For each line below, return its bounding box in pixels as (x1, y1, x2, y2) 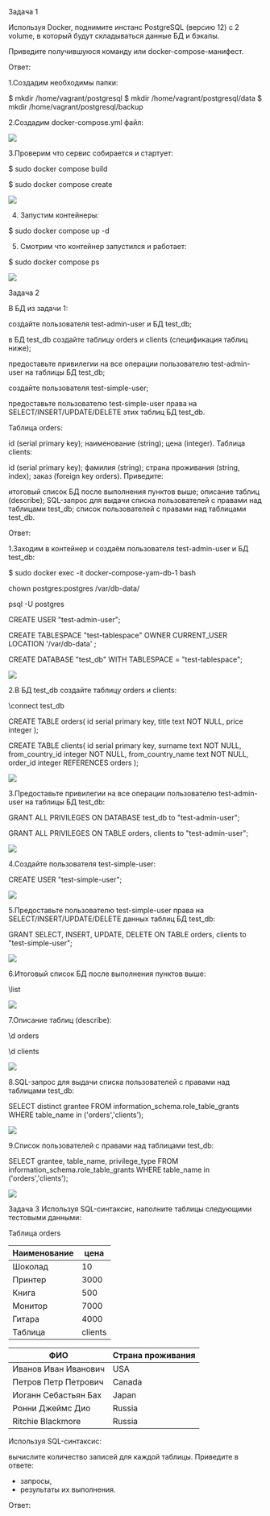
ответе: (8, 1460, 34, 1470)
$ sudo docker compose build (8, 164, 108, 173)
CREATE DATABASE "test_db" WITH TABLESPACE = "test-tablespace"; (8, 654, 243, 664)
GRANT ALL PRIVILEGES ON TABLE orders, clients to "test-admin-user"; (8, 829, 248, 837)
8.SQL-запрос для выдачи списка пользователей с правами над (8, 1078, 230, 1086)
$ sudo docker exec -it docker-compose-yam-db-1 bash (8, 568, 196, 577)
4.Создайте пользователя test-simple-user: (8, 859, 156, 869)
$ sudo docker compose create (8, 180, 113, 189)
